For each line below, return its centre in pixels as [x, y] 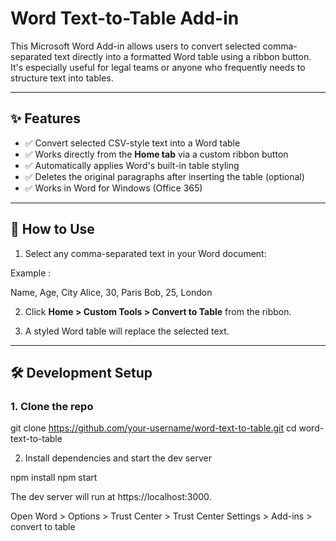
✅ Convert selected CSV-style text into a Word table [132, 143]
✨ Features [45, 118]
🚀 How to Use [52, 229]
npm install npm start [54, 478]
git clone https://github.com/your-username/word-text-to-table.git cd [153, 428]
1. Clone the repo [52, 406]
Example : [31, 273]
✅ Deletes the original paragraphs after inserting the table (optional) [164, 176]
